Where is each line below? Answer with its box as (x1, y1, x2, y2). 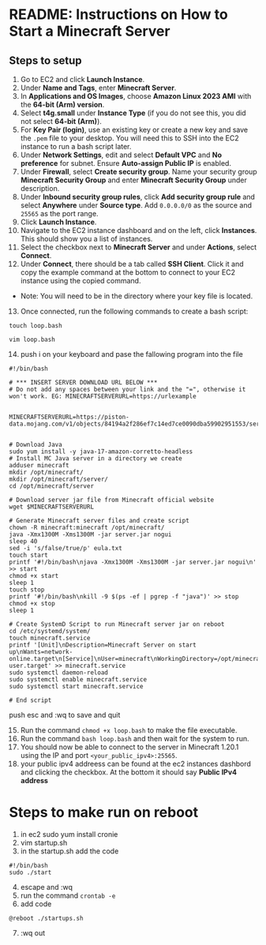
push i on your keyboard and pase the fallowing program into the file (20, 350, 243, 358)
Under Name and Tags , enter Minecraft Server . (20, 83, 177, 92)
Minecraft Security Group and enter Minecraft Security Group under (20, 175, 247, 185)
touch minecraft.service (9, 634, 91, 642)
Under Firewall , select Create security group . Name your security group (20, 167, 257, 176)
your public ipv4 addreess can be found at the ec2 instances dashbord (20, 759, 252, 768)
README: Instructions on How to (9, 6, 228, 24)
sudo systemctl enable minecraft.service (9, 676, 148, 684)
